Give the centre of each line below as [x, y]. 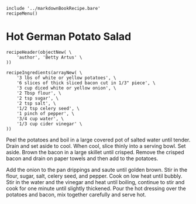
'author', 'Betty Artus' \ [49, 57]
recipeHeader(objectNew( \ [39, 52]
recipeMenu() [22, 13]
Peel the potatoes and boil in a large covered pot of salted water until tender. [98, 140]
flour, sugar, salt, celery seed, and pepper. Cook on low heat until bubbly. [94, 176]
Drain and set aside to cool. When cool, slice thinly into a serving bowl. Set [96, 146]
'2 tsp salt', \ [37, 103]
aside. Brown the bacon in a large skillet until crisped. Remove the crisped [95, 152]
